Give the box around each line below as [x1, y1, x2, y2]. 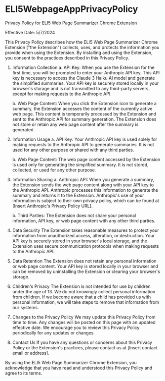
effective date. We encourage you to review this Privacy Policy [12, 325, 140, 330]
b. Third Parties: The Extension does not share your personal [12, 212, 136, 218]
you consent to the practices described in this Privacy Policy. [5, 54, 129, 60]
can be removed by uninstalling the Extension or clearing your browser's [12, 269, 161, 274]
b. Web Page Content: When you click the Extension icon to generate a [12, 100, 157, 106]
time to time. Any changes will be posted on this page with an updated [12, 319, 156, 325]
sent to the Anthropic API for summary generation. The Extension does [12, 116, 157, 122]
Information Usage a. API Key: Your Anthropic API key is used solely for [12, 136, 158, 142]
